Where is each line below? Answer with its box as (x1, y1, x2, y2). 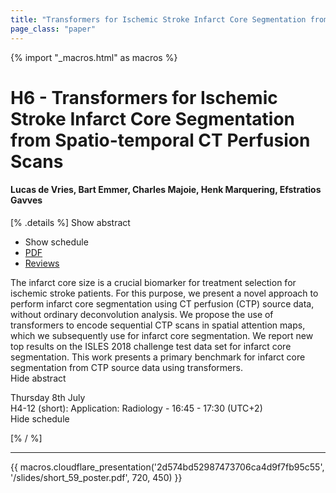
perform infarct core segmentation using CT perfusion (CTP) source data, (10, 297, 315, 310)
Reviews (24, 257, 60, 269)
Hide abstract (10, 372, 67, 384)
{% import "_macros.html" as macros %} (10, 51, 178, 63)
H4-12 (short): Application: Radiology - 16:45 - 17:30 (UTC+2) (10, 402, 263, 414)
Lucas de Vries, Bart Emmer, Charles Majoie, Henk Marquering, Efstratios (10, 184, 322, 196)
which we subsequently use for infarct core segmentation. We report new (10, 329, 314, 341)
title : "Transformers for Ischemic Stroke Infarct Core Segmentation (10, 14, 307, 25)
